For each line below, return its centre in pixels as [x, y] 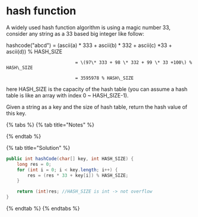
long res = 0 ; [34, 164]
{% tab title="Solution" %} [38, 147]
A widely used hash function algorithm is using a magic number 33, [88, 27]
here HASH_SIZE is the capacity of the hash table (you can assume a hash [97, 89]
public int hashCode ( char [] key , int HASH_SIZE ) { [70, 159]
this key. [16, 113]
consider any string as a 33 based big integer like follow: [75, 33]
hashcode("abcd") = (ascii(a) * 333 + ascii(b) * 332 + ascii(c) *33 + [89, 45]
